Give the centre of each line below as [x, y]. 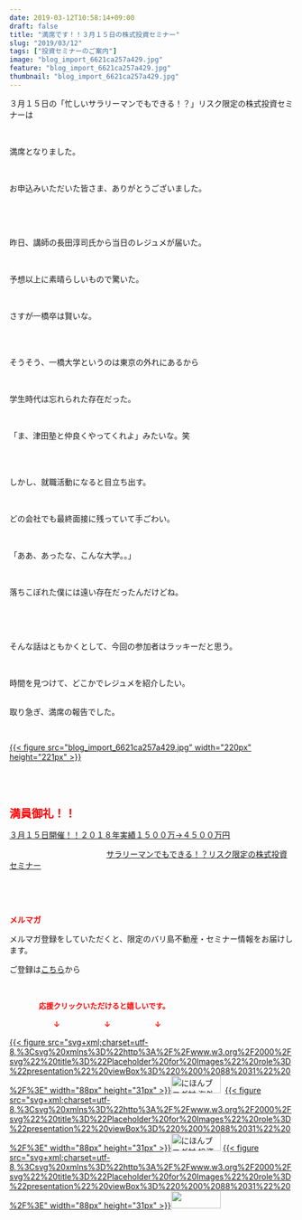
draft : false [34, 26]
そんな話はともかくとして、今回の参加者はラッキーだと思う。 [124, 646]
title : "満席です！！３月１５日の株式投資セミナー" [95, 34]
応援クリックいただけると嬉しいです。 [105, 1005]
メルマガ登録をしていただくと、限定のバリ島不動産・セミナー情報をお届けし [151, 938]
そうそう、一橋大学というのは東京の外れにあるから [104, 361]
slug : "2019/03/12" [46, 43]
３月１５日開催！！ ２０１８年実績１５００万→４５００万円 [120, 835]
